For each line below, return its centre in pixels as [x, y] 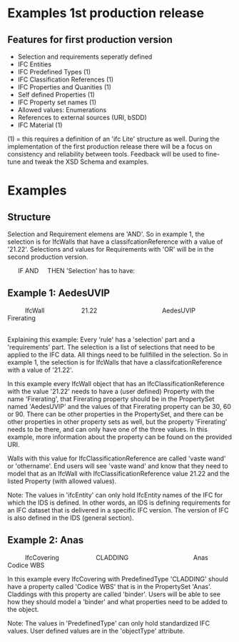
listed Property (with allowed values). [62, 481]
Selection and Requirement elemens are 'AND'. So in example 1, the [106, 234]
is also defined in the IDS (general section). [71, 518]
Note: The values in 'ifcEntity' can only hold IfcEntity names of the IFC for [115, 495]
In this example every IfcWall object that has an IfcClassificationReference [116, 383]
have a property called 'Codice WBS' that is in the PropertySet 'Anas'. [110, 586]
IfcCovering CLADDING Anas [116, 557]
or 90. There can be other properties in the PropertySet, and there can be [115, 414]
